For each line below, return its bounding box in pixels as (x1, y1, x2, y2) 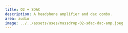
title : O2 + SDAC (5, 7, 41, 12)
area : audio (5, 16, 29, 21)
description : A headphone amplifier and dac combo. (5, 12, 112, 16)
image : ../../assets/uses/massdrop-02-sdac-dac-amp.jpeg (5, 20, 124, 26)
